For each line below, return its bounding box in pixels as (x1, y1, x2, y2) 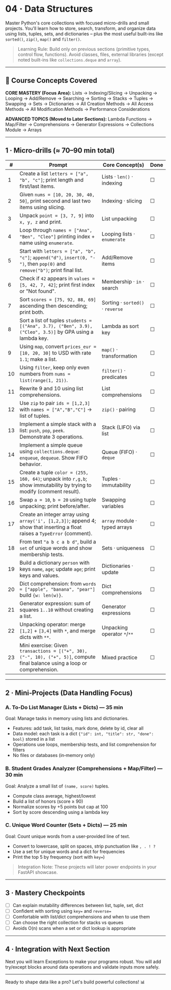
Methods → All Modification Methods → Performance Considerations (5, 106, 150, 112)
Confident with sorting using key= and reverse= (12, 908, 111, 914)
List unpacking (101, 215, 137, 222)
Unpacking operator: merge (19, 621, 85, 628)
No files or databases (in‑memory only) (12, 752, 95, 759)
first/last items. (19, 183, 55, 190)
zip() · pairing (101, 405, 136, 413)
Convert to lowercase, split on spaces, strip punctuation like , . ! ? (12, 843, 156, 849)
